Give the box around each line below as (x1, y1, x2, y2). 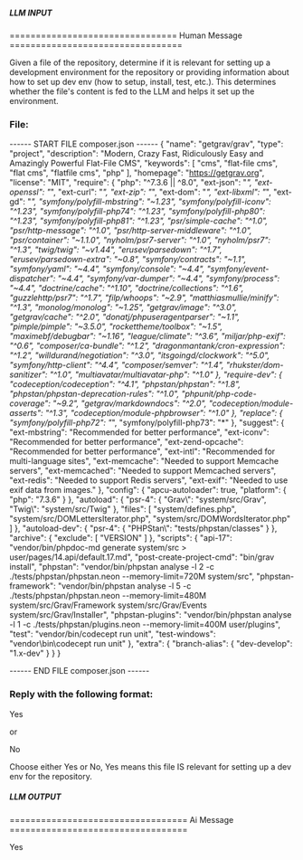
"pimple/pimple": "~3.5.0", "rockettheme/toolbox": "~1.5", (9, 321, 223, 332)
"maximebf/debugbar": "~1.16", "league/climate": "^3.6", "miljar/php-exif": (9, 331, 287, 342)
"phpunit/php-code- (180, 389, 257, 400)
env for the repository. (9, 770, 92, 781)
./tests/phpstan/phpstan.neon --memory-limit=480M (9, 591, 206, 601)
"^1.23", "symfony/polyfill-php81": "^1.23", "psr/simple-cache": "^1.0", (9, 215, 269, 226)
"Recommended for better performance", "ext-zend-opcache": (9, 437, 244, 448)
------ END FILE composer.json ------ (9, 666, 150, 676)
